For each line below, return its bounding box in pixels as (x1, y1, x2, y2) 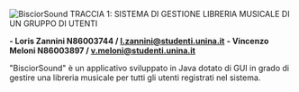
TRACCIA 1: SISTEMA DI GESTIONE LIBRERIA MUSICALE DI (69, 9, 290, 19)
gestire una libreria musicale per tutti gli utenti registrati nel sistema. (9, 72, 261, 83)
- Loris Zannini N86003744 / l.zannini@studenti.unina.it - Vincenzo (9, 36, 269, 46)
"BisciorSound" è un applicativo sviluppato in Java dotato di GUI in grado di (9, 63, 290, 73)
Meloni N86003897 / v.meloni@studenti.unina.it (9, 45, 196, 56)
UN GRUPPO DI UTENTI (9, 18, 98, 29)
